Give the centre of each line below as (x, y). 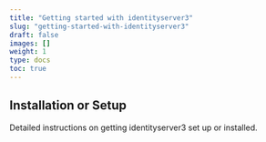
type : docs (30, 60)
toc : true (28, 69)
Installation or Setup (68, 106)
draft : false (34, 35)
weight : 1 (28, 52)
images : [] (30, 43)
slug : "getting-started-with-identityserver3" (99, 26)
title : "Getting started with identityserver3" (102, 18)
